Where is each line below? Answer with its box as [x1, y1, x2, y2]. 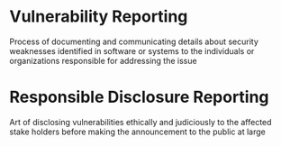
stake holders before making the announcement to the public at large [9, 126, 266, 137]
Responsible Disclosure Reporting [9, 87, 269, 107]
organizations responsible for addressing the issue [9, 55, 197, 66]
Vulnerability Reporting [9, 6, 188, 27]
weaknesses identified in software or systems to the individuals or [9, 45, 255, 56]
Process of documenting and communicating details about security [9, 36, 259, 47]
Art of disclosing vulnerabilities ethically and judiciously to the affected [9, 116, 272, 127]
